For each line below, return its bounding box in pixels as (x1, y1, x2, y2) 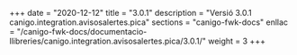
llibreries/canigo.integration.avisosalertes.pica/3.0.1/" (9, 35, 207, 46)
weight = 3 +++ (208, 35, 265, 46)
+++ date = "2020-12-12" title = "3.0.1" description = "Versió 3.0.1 (9, 8, 252, 18)
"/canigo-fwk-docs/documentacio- (16, 27, 148, 36)
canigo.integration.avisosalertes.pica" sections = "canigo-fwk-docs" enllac (9, 17, 289, 27)
